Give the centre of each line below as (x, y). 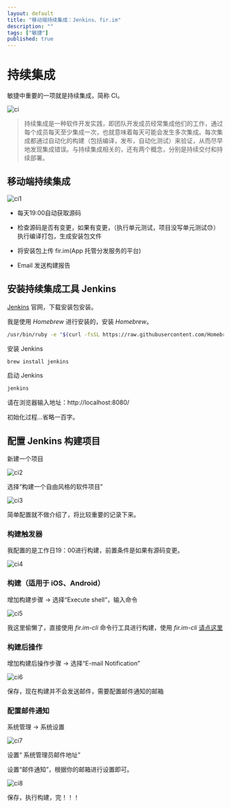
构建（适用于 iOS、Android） (56, 583)
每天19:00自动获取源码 (49, 212)
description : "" (30, 26)
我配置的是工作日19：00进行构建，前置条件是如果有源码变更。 (96, 550)
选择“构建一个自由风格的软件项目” (55, 487)
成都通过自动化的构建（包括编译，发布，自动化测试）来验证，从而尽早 (123, 141)
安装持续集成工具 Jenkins (62, 289)
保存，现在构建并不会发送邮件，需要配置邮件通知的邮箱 (85, 691)
